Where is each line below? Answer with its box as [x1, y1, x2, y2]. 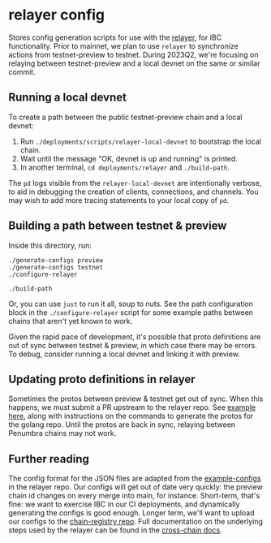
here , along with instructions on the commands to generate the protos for [8, 412, 254, 421]
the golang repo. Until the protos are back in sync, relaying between [8, 420, 236, 429]
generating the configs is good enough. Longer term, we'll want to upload [8, 508, 255, 518]
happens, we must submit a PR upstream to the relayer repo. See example [8, 403, 256, 412]
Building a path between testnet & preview [8, 219, 227, 233]
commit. [8, 67, 36, 76]
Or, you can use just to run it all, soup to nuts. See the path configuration [8, 299, 254, 308]
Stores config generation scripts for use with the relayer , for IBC [8, 32, 222, 42]
